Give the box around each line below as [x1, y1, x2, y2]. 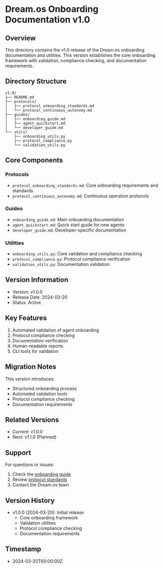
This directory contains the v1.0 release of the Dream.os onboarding [5, 47, 145, 53]
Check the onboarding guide [12, 471, 71, 478]
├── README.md [5, 94, 35, 100]
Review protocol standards [12, 477, 68, 483]
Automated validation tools [12, 391, 68, 397]
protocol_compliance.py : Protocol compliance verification [12, 256, 131, 262]
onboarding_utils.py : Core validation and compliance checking [12, 251, 143, 257]
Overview [5, 34, 36, 42]
